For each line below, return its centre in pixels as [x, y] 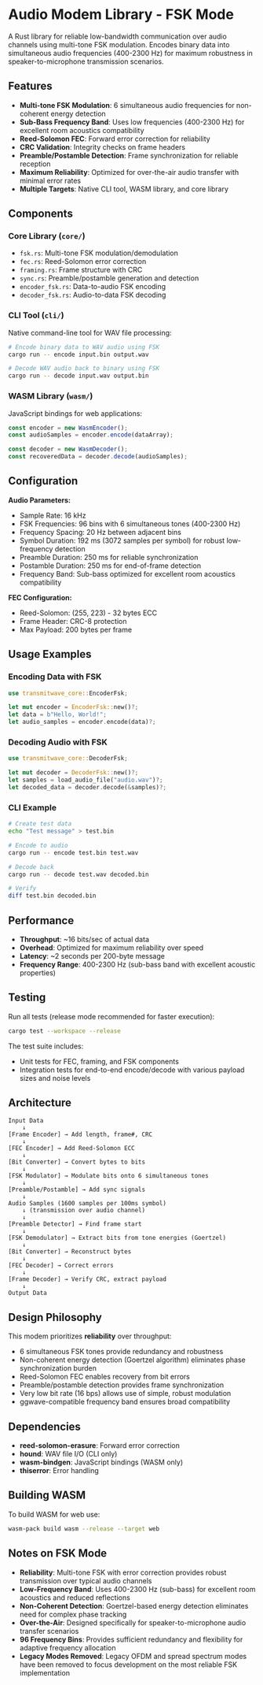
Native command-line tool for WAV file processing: [90, 332]
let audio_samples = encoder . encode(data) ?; [82, 722]
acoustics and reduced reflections [75, 1598]
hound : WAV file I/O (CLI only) [68, 1454]
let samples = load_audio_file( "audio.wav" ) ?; [86, 780]
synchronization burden [58, 1368]
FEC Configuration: [40, 597]
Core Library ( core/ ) [47, 236]
